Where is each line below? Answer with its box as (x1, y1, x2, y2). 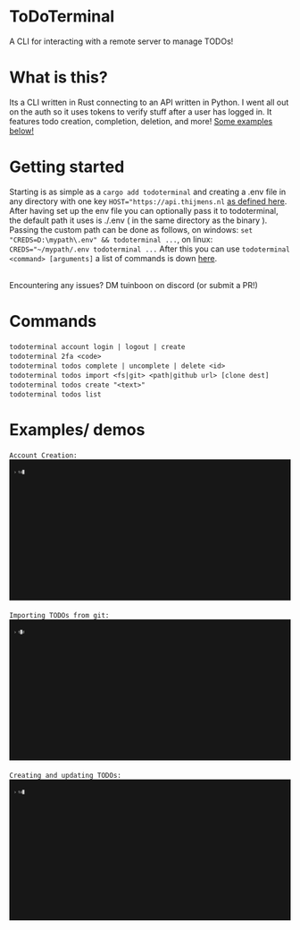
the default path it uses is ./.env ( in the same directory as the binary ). (9, 215, 268, 226)
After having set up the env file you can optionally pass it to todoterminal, (9, 205, 279, 216)
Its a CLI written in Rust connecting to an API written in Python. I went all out (9, 97, 289, 107)
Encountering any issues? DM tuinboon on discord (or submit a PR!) (9, 279, 259, 290)
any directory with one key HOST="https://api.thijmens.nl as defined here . (9, 195, 287, 207)
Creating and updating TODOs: (9, 771, 122, 780)
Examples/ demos (9, 419, 146, 439)
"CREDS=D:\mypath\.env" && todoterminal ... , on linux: (9, 234, 213, 244)
